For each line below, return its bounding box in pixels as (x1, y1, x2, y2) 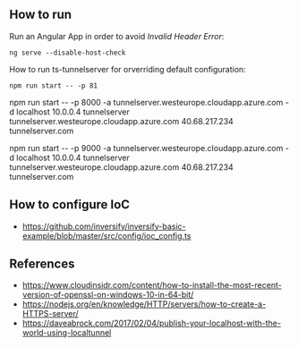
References (9, 257, 75, 272)
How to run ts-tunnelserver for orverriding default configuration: (9, 63, 246, 74)
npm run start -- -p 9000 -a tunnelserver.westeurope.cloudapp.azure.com (9, 142, 284, 153)
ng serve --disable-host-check (9, 48, 126, 57)
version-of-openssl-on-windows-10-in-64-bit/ (21, 290, 194, 300)
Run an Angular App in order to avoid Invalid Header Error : (9, 30, 225, 41)
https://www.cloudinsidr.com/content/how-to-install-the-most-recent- (21, 280, 282, 291)
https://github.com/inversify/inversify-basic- (21, 221, 186, 232)
